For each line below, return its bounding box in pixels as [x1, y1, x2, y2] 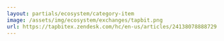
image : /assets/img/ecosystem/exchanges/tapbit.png [6, 17, 163, 24]
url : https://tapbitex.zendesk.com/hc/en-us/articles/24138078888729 [6, 23, 218, 30]
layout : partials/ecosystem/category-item [6, 10, 134, 17]
